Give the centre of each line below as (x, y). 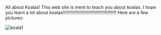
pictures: (14, 18)
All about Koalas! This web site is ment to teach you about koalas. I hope (80, 7)
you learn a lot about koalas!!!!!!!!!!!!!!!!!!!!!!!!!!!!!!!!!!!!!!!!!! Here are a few (77, 12)
